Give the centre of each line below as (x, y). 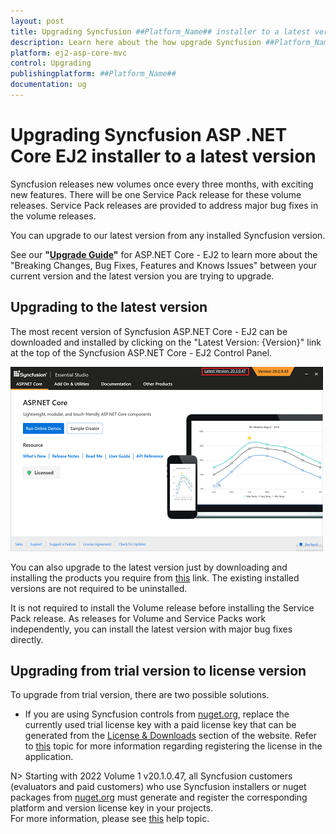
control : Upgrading (51, 63)
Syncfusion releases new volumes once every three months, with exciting (162, 184)
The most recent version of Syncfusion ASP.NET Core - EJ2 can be (149, 331)
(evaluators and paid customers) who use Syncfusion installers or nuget (158, 787)
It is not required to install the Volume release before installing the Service (162, 607)
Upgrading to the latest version (109, 307)
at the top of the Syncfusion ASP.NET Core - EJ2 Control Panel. (141, 352)
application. (49, 757)
